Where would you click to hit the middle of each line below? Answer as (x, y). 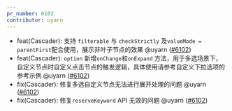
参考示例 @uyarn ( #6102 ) (53, 75)
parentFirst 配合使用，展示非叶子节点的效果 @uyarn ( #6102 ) (104, 49)
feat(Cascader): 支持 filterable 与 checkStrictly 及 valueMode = (109, 41)
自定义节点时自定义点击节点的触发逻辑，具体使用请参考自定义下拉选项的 (121, 67)
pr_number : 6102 (30, 14)
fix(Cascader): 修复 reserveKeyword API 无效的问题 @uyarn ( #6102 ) (112, 100)
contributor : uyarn (35, 20)
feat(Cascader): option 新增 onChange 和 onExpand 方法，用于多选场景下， (119, 58)
